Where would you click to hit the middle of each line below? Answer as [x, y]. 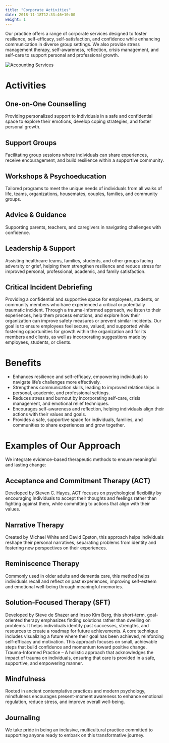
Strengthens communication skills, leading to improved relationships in [86, 388]
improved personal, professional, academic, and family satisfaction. [75, 271]
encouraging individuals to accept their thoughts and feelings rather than [81, 498]
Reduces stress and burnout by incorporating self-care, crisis [76, 398]
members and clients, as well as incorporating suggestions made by [76, 337]
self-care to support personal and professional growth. [62, 55]
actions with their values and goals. [49, 414]
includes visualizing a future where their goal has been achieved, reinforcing [84, 636]
